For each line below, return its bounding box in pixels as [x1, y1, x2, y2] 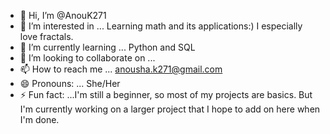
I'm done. [19, 114, 60, 125]
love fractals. [19, 31, 74, 42]
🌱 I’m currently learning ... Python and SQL [19, 41, 196, 53]
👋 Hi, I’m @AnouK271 [19, 10, 107, 21]
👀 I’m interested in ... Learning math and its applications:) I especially [19, 20, 303, 32]
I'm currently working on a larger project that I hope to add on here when [19, 103, 321, 115]
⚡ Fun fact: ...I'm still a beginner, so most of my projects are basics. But [19, 89, 313, 100]
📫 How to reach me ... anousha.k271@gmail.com [19, 63, 223, 75]
